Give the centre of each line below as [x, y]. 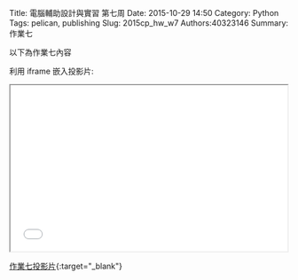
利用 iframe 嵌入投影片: [52, 71]
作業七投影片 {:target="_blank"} [66, 266]
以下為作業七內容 [40, 52]
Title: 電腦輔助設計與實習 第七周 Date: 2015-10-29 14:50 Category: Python [144, 13]
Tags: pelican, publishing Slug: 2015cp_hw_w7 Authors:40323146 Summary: [149, 23]
